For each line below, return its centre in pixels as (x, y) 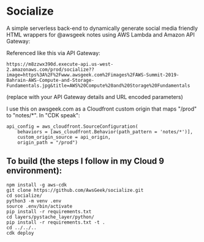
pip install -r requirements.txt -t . (56, 222)
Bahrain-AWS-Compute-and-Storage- (51, 80)
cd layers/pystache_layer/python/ (51, 217)
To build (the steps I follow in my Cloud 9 (85, 161)
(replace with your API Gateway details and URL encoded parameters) (95, 97)
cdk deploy (20, 233)
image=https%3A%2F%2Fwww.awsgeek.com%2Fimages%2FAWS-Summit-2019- (93, 75)
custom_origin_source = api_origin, (64, 137)
